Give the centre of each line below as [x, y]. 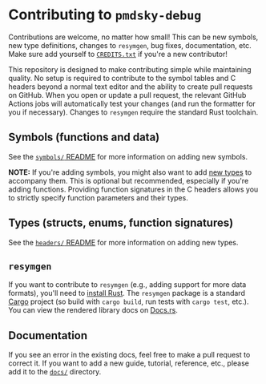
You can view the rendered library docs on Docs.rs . [93, 310]
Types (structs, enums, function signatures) [121, 223]
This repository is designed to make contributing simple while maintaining [130, 69]
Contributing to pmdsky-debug [105, 15]
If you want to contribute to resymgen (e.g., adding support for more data [127, 285]
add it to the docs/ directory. [55, 372]
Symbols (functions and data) [84, 137]
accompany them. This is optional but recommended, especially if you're [129, 180]
